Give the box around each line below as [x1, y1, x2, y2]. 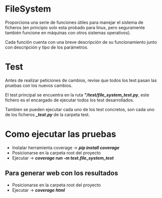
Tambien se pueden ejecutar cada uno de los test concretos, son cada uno [5, 106, 155, 112]
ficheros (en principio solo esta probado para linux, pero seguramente [5, 24, 145, 30]
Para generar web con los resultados [5, 169, 118, 178]
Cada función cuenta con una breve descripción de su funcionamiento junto [5, 39, 157, 45]
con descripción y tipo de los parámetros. [5, 44, 89, 50]
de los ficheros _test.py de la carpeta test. [5, 112, 90, 117]
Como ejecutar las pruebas [5, 129, 116, 140]
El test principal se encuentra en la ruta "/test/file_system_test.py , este [5, 92, 149, 98]
